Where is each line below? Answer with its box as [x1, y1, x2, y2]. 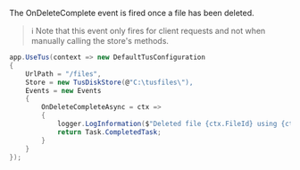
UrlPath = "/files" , [25, 69, 102, 79]
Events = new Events [25, 86, 102, 95]
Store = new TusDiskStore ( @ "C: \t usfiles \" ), [25, 78, 194, 87]
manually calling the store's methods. [30, 36, 170, 46]
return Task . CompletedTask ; [56, 127, 162, 137]
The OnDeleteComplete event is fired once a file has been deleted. [9, 8, 254, 18]
